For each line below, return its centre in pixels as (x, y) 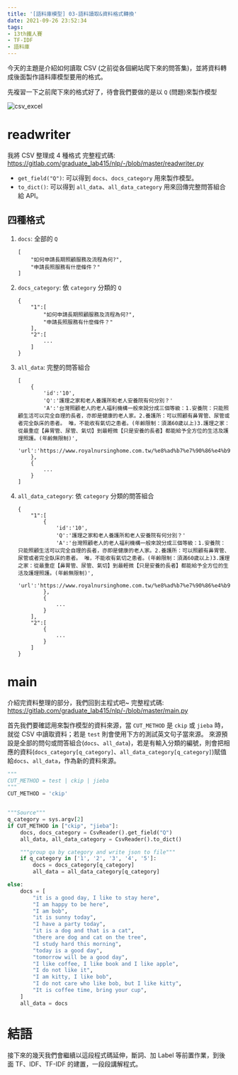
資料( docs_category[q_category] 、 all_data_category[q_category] (116, 751)
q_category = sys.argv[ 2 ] (45, 820)
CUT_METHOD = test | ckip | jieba (58, 781)
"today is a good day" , (68, 950)
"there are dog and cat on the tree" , (90, 937)
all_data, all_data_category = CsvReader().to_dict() (101, 839)
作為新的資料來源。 (92, 761)
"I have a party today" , (69, 924)
